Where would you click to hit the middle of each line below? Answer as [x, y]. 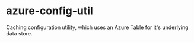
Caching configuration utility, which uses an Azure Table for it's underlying [97, 27]
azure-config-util [50, 11]
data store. [19, 33]
